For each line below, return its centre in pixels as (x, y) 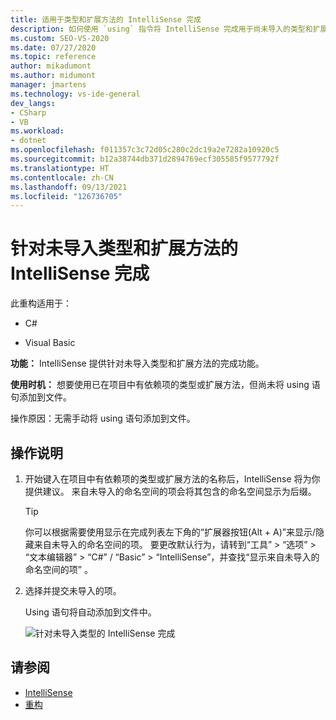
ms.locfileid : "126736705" (66, 196)
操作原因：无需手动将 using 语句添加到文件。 (103, 418)
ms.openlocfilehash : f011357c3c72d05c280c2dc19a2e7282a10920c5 (145, 150)
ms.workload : (37, 131)
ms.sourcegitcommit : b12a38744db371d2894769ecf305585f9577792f (145, 159)
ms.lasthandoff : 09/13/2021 (69, 187)
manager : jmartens (48, 85)
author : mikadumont (51, 66)
